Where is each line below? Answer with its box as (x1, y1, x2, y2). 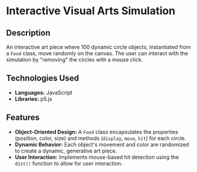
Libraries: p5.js (14, 95, 52, 102)
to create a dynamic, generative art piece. (14, 147, 117, 154)
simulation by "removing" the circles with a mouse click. (6, 56, 144, 63)
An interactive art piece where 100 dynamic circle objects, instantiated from (6, 43, 191, 50)
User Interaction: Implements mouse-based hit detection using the (14, 153, 179, 161)
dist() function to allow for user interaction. (14, 160, 123, 167)
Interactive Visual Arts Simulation (6, 4, 176, 18)
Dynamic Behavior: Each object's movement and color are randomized (14, 141, 189, 148)
